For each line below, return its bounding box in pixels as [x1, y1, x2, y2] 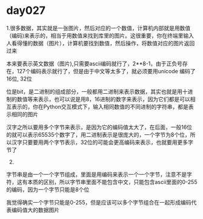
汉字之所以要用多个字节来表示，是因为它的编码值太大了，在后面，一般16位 [6, 123, 193, 131]
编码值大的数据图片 [11, 206, 59, 214]
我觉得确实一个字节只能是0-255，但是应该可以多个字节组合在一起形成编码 [6, 198, 191, 206]
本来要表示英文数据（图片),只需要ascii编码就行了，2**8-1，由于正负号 [6, 60, 183, 67]
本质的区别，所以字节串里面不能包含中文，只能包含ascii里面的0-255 [27, 178, 198, 185]
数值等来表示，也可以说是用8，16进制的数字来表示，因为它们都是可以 [16, 95, 191, 103]
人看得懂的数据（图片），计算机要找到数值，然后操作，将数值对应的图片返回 [6, 39, 195, 47]
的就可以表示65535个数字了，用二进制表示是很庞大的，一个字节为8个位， [6, 131, 190, 138]
